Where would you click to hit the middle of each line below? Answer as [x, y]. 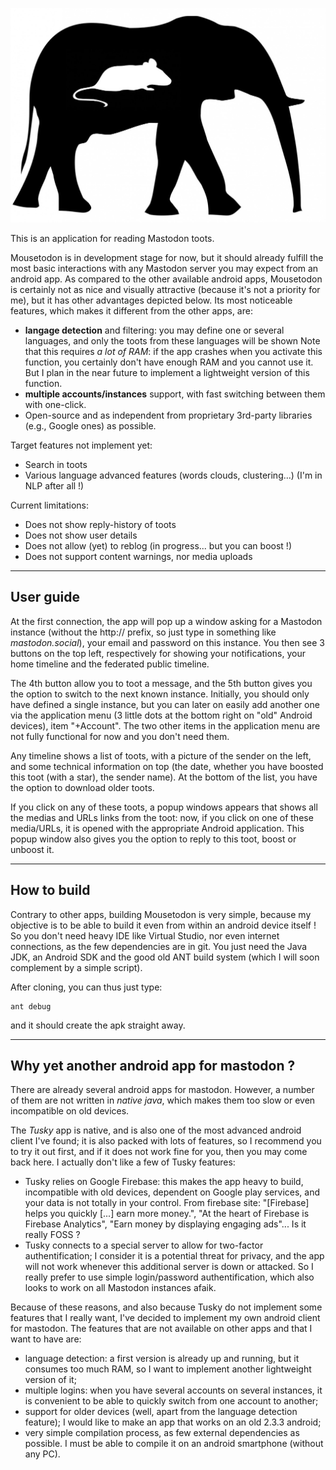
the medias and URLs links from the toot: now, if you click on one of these [162, 817]
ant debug [31, 1006]
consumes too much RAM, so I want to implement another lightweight [168, 1369]
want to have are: [46, 1339]
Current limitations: [49, 505]
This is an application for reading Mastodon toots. [112, 239]
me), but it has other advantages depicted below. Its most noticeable [151, 300]
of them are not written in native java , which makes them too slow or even [163, 1100]
